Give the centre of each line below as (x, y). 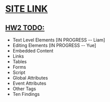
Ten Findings (26, 94)
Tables (20, 61)
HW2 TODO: (25, 28)
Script (19, 72)
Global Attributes (30, 78)
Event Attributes (29, 83)
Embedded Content (33, 51)
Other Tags (24, 89)
